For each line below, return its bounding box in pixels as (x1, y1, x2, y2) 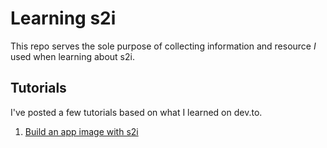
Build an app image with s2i (24, 125, 139, 137)
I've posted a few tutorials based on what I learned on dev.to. (10, 106, 263, 118)
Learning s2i (10, 7, 117, 30)
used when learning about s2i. (10, 50, 135, 62)
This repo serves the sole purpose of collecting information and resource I (10, 40, 317, 52)
